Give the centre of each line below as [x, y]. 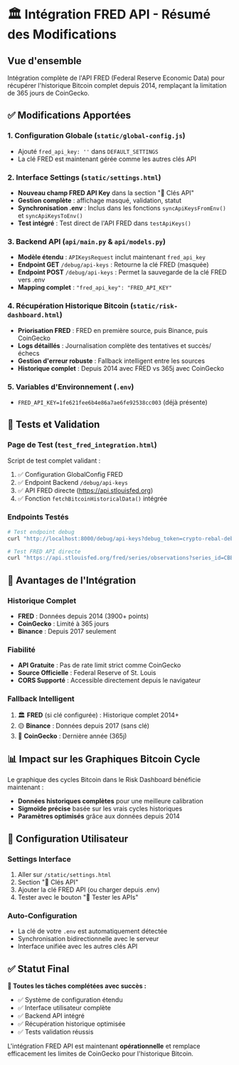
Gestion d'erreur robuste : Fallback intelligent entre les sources [111, 361]
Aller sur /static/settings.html [64, 875]
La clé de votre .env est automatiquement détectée [92, 931]
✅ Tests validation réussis [55, 1032]
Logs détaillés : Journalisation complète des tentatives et [102, 345]
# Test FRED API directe [44, 551]
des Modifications [62, 35]
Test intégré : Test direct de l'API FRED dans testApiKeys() [104, 223]
